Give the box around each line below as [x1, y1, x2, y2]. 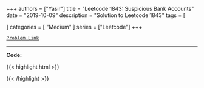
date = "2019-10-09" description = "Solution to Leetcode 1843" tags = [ [6, 12, 185, 19]
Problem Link [6, 35, 39, 41]
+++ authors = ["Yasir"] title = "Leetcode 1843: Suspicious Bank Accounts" [6, 5, 194, 12]
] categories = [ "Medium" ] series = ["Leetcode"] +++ [6, 24, 143, 30]
